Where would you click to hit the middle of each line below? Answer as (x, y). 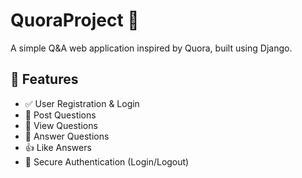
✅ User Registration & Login (82, 103)
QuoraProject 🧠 (75, 20)
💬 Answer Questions (67, 136)
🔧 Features (44, 79)
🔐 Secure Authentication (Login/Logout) (107, 161)
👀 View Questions (61, 125)
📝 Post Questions (60, 115)
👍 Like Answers (58, 147)
